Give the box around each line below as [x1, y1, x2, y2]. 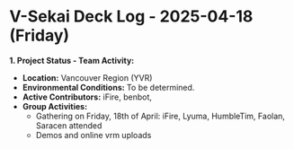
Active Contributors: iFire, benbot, [22, 92, 153, 102]
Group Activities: [22, 101, 88, 111]
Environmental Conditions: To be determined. [22, 82, 195, 92]
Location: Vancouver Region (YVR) [22, 72, 153, 83]
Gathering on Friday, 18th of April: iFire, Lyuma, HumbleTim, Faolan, [35, 110, 286, 121]
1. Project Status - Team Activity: [9, 55, 135, 66]
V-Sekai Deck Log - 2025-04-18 [9, 6, 254, 27]
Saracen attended [35, 119, 102, 131]
